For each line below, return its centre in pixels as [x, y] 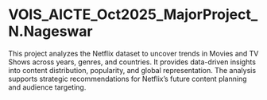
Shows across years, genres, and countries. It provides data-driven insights [132, 62]
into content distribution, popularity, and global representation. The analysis [132, 70]
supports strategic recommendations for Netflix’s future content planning [128, 79]
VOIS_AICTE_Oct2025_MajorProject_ [133, 15]
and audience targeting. [47, 87]
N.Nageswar [50, 31]
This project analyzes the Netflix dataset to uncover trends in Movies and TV [133, 53]
